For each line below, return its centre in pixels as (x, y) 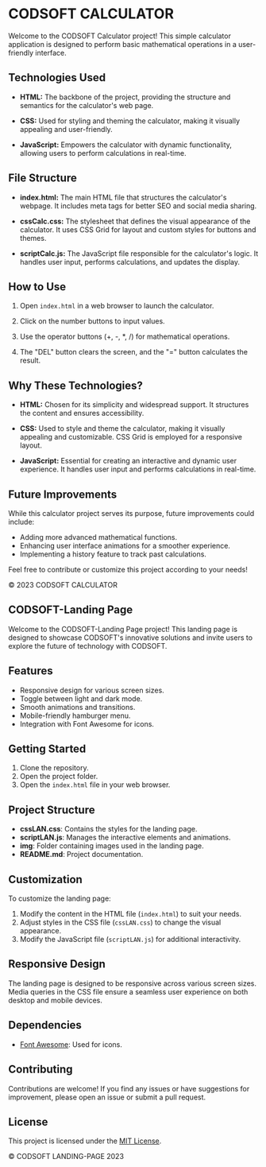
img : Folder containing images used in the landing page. (112, 846)
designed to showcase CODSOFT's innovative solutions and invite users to (130, 638)
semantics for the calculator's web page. (87, 105)
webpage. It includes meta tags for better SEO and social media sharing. (138, 205)
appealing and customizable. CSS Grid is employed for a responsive (131, 437)
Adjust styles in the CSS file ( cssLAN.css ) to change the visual (120, 922)
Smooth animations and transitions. (77, 707)
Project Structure (52, 810)
